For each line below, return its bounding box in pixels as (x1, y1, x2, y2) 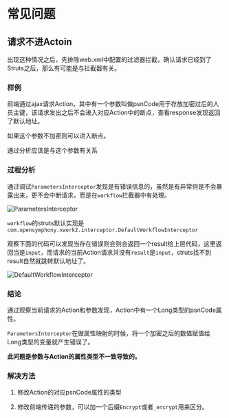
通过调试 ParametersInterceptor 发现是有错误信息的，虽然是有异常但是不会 (7, 182, 217, 190)
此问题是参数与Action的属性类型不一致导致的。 (7, 352, 141, 360)
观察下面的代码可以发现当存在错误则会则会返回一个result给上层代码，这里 (7, 239, 217, 248)
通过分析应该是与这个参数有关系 (7, 146, 98, 155)
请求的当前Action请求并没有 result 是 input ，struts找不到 (52, 248, 212, 256)
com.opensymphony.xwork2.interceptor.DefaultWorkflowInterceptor (7, 227, 198, 233)
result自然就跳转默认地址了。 (7, 256, 90, 265)
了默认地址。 (7, 117, 43, 125)
